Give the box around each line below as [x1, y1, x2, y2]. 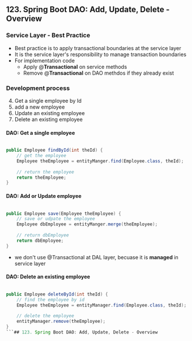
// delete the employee [16, 313, 75, 319]
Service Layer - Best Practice [6, 32, 90, 40]
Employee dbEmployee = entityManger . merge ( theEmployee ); [16, 221, 158, 227]
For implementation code [14, 57, 75, 64]
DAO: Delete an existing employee [6, 273, 90, 280]
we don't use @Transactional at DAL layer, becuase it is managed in [14, 253, 179, 260]
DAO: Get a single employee [6, 129, 75, 136]
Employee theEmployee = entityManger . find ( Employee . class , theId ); [16, 158, 184, 164]
